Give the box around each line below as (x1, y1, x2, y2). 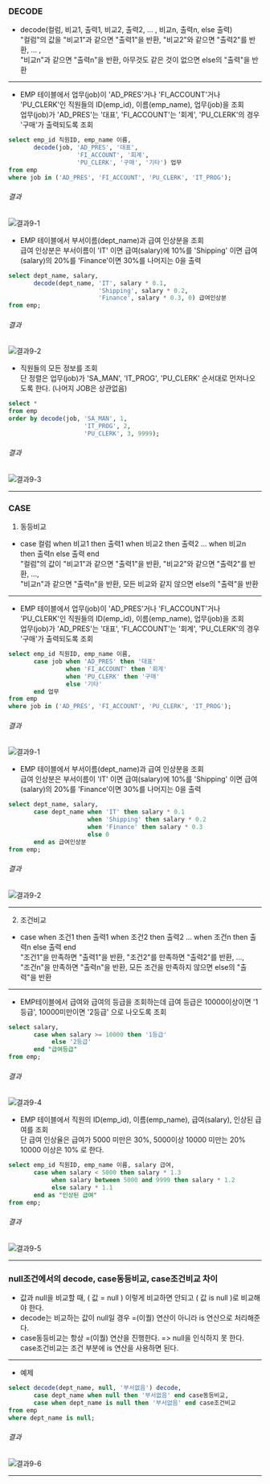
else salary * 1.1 (51, 1183, 113, 1192)
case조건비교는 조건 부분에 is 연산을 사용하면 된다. (19, 1343, 179, 1353)
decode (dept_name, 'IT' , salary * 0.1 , (33, 279, 167, 287)
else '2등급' (51, 1038, 92, 1046)
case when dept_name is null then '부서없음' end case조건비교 (33, 1399, 236, 1407)
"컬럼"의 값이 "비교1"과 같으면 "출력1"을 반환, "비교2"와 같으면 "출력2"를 (19, 559, 247, 569)
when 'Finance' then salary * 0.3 (87, 823, 203, 831)
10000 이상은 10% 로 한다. (19, 1145, 104, 1155)
